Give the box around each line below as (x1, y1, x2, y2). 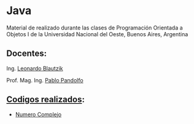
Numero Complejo (15, 110, 62, 118)
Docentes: (6, 48, 47, 59)
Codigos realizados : (6, 95, 85, 105)
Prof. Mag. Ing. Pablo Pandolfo (6, 76, 84, 83)
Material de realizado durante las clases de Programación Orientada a (6, 24, 183, 31)
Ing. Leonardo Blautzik (6, 64, 63, 72)
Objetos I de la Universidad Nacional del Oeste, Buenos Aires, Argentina (6, 30, 188, 37)
